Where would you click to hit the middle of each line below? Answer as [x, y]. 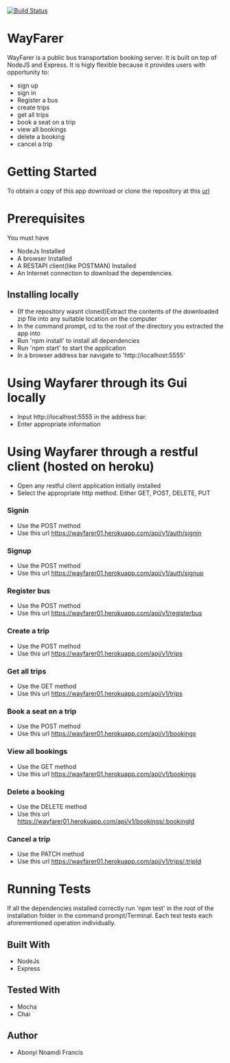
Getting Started [52, 172]
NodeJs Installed [41, 251]
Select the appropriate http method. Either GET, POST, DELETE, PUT [114, 493]
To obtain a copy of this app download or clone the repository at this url [108, 191]
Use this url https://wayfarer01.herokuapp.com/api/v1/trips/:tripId [109, 861]
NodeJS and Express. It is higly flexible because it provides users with [106, 65]
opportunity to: [28, 72]
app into [29, 333]
